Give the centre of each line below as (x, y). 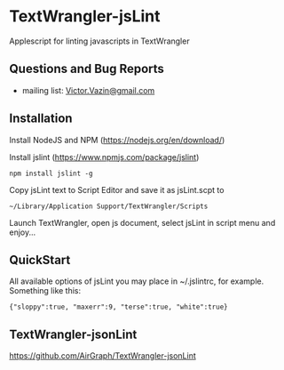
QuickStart (40, 260)
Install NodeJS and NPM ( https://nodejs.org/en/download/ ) (117, 140)
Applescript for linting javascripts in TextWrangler (99, 41)
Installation (41, 119)
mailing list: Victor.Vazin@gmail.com (88, 90)
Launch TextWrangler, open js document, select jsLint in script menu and (142, 222)
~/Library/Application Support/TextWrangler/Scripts (109, 206)
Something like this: (45, 291)
